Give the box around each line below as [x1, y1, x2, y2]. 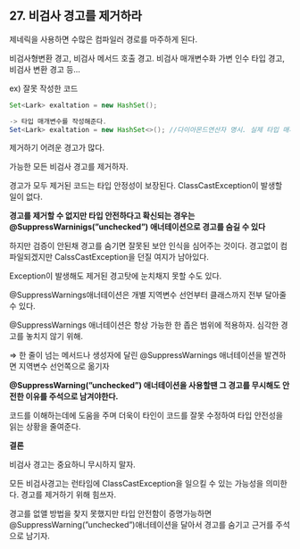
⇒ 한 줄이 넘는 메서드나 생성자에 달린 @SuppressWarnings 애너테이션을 [9, 350, 263, 361]
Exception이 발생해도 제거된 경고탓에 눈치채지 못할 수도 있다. [9, 270, 222, 281]
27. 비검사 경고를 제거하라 [9, 8, 143, 24]
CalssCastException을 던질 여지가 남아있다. [54, 252, 210, 262]
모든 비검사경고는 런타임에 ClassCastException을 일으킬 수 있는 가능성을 [9, 478, 264, 489]
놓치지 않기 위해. [25, 331, 83, 342]
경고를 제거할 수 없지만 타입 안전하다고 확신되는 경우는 [9, 211, 196, 221]
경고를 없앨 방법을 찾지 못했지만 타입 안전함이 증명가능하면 [9, 508, 212, 520]
